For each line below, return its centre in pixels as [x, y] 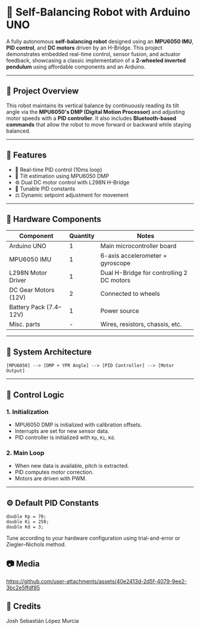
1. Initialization [27, 412]
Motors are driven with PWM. [51, 478]
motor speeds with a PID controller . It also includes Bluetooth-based [91, 118]
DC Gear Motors [32, 290]
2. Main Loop [25, 453]
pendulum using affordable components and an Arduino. [76, 67]
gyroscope [115, 263]
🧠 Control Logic [35, 395]
